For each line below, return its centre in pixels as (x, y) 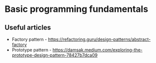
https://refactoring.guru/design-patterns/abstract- (99, 39)
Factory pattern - (29, 39)
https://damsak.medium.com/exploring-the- (97, 50)
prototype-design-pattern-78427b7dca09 (55, 55)
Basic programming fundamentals (77, 9)
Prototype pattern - (32, 50)
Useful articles (28, 28)
